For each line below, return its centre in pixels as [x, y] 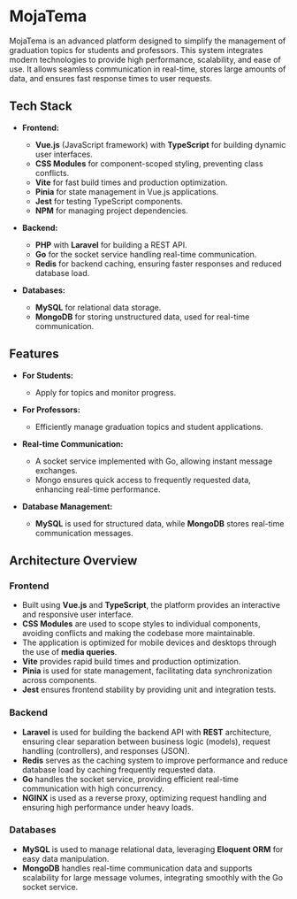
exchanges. [56, 470]
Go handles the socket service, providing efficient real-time [130, 779]
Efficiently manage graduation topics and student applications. [149, 426]
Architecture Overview [73, 561]
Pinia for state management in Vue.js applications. [127, 191]
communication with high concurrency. [93, 788]
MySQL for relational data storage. [98, 307]
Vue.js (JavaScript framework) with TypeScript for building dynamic [160, 144]
